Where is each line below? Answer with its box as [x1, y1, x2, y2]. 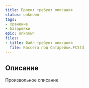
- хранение [5, 21, 28, 27]
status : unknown [5, 12, 39, 17]
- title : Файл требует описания [5, 40, 73, 46]
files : [5, 36, 19, 41]
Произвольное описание [5, 77, 59, 83]
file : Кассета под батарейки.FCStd [10, 45, 84, 50]
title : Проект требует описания [5, 7, 73, 13]
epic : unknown [5, 31, 35, 36]
